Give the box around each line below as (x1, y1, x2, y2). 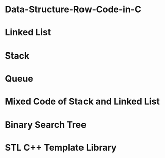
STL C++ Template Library (5, 142, 117, 153)
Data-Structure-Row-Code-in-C (5, 4, 142, 15)
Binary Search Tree (5, 119, 87, 131)
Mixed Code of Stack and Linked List (5, 96, 160, 107)
